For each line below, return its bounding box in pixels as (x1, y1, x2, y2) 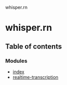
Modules (5, 57, 28, 64)
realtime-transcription (12, 74, 58, 80)
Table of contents (5, 42, 62, 51)
